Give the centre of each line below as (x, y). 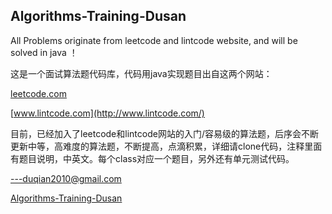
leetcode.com (38, 93)
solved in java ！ (44, 52)
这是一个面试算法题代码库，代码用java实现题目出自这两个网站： (141, 73)
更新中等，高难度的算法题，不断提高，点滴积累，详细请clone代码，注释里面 (166, 146)
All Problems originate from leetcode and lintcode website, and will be (154, 40)
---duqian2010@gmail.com (66, 178)
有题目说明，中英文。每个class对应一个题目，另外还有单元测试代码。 (152, 158)
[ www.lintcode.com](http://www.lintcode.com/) (107, 113)
